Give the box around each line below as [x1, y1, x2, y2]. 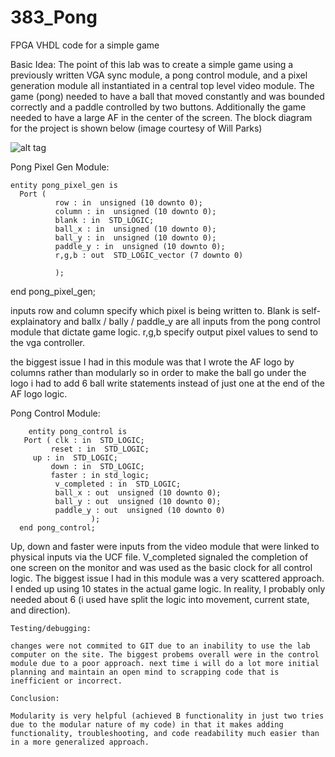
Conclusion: [10, 693, 60, 703]
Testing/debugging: [10, 623, 92, 633]
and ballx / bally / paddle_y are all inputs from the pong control [63, 315, 321, 327]
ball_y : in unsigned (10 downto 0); [54, 232, 217, 243]
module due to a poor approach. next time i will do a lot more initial [10, 658, 320, 668]
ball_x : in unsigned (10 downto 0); [54, 224, 217, 234]
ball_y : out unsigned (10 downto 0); [54, 496, 222, 506]
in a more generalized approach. [10, 737, 150, 747]
